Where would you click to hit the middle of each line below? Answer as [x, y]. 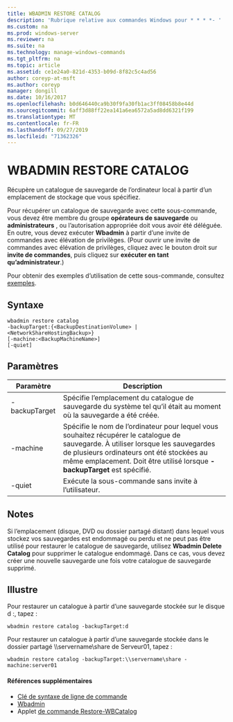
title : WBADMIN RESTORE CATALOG [54, 14]
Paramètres [33, 366]
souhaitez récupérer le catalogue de [122, 435]
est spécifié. [131, 469]
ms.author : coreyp [34, 85]
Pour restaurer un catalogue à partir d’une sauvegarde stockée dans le [108, 639]
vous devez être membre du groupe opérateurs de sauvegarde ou [103, 218]
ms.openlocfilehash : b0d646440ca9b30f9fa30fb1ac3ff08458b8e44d [101, 104]
